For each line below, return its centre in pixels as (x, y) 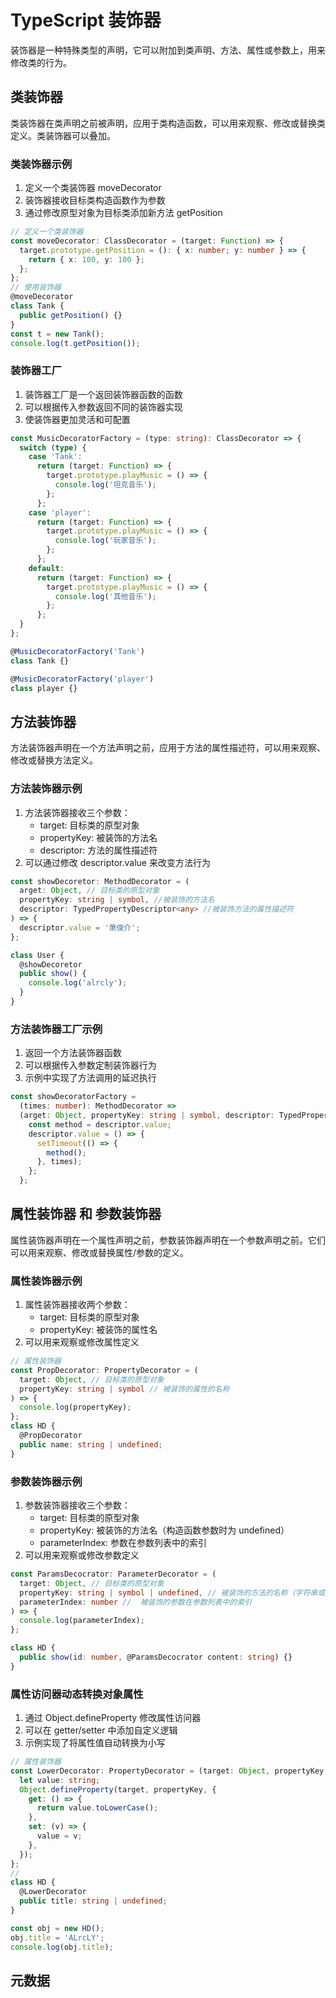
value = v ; (59, 1836)
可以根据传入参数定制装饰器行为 (90, 1065)
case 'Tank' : (55, 457)
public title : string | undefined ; (93, 1901)
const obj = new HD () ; (57, 1928)
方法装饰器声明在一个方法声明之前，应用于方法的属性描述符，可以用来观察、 (168, 748)
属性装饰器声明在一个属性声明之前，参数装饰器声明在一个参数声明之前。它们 (168, 1240)
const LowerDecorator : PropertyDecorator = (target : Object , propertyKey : (169, 1771)
